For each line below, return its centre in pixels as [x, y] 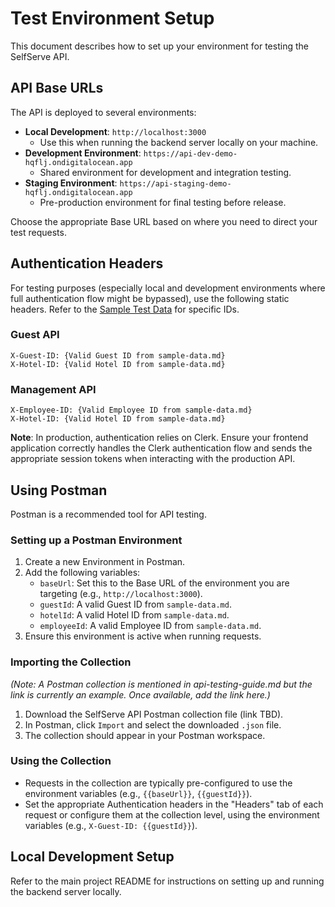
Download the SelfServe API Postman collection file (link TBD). [154, 714]
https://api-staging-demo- [175, 183]
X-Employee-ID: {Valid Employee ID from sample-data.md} [131, 410]
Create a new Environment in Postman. [105, 562]
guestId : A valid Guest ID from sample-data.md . [135, 604]
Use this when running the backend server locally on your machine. [179, 142]
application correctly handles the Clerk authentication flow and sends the [161, 448]
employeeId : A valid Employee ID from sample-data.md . [150, 626]
